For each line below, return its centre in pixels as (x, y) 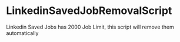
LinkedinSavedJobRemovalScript (89, 11)
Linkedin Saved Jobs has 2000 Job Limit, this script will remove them (90, 27)
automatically (22, 33)
